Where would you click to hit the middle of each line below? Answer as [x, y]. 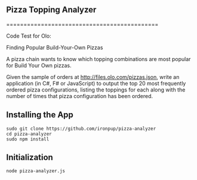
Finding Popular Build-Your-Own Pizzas [55, 47]
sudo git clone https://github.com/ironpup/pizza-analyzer [81, 129]
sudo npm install [28, 139]
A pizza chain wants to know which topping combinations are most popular [98, 59]
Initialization [30, 158]
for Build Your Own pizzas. [39, 65]
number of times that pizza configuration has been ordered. [80, 96]
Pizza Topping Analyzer [51, 10]
